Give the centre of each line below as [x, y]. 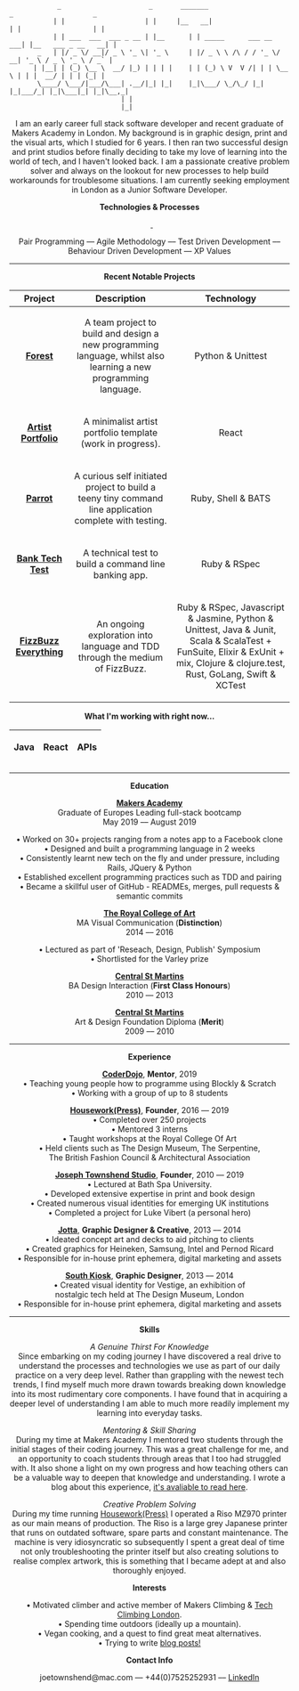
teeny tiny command [121, 498]
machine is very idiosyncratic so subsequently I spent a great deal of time [149, 1542]
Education [149, 786]
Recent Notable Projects [149, 276]
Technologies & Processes [149, 207]
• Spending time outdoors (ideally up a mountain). [149, 1624]
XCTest [230, 685]
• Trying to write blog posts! [149, 1643]
